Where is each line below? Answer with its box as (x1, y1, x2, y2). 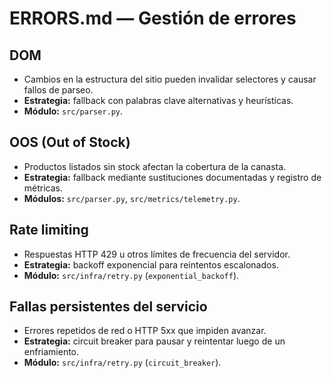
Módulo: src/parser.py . (23, 105, 124, 117)
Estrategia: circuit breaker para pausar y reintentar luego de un (23, 335, 286, 347)
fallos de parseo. (23, 84, 94, 96)
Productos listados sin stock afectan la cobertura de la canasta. (23, 160, 287, 172)
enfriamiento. (23, 346, 80, 358)
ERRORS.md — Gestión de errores (9, 7, 297, 30)
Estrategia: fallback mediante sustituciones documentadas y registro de (23, 171, 322, 183)
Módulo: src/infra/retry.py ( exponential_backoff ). (23, 269, 240, 281)
